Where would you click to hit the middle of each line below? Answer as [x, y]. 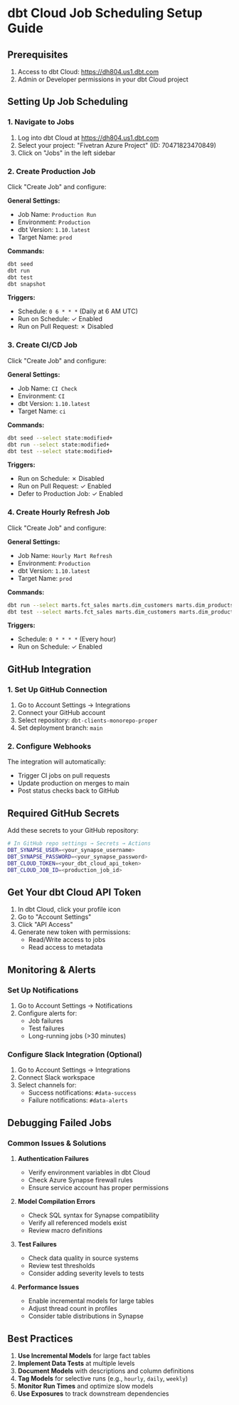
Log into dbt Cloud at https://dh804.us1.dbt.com [88, 138]
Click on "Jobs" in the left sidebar [67, 153]
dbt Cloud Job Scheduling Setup [105, 13]
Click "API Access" [45, 925]
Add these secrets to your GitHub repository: [73, 831]
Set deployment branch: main [60, 728]
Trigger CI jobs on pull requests [64, 776]
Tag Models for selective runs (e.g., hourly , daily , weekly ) [103, 1378]
